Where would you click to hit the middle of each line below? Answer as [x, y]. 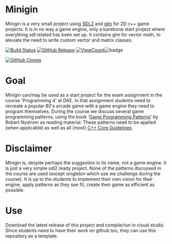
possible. [15, 190]
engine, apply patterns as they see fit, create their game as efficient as [80, 184]
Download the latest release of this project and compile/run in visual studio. [85, 225]
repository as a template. [32, 236]
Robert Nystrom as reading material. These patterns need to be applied [81, 122]
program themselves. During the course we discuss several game [75, 111]
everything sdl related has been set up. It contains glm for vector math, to [83, 34]
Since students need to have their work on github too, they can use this [81, 230]
